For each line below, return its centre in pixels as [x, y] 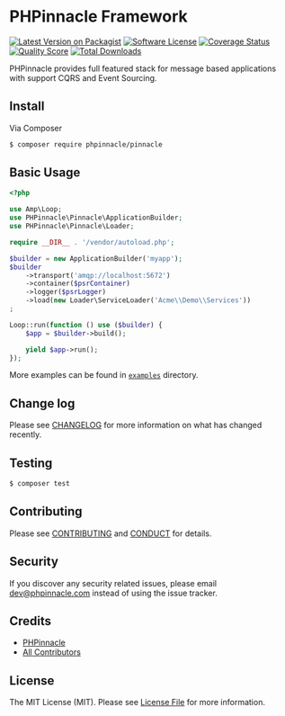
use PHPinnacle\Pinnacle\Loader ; [72, 227]
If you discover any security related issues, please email [113, 583]
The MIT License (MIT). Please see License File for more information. [137, 703]
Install [27, 107]
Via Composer [36, 128]
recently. [26, 434]
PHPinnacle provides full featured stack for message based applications [143, 68]
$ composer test [40, 484]
